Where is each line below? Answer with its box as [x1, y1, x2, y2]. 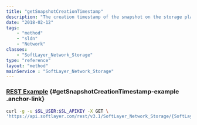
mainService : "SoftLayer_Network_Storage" [6, 68, 114, 74]
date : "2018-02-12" [6, 19, 54, 25]
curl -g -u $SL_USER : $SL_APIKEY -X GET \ [6, 108, 109, 114]
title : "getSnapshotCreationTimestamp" [6, 8, 104, 15]
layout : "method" [6, 62, 49, 69]
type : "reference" [6, 57, 51, 63]
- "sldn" [16, 36, 38, 41]
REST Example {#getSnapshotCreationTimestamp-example [6, 88, 179, 96]
